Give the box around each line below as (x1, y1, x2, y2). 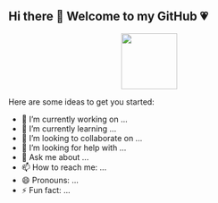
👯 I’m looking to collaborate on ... (21, 132, 143, 143)
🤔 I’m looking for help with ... (21, 142, 127, 153)
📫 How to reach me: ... (21, 162, 107, 173)
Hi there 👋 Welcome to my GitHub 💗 (8, 9, 209, 24)
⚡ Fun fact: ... (21, 184, 71, 195)
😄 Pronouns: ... (21, 174, 80, 185)
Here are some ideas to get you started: (8, 96, 155, 107)
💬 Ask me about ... (21, 151, 89, 162)
